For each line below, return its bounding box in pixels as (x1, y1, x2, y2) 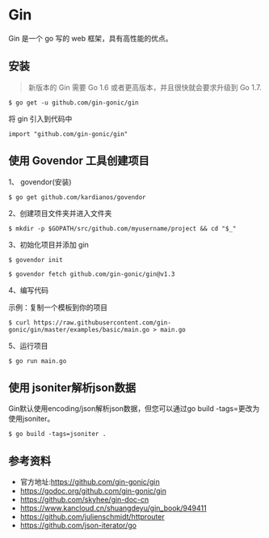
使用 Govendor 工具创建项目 (8, 154, 149, 167)
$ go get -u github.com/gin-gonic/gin (8, 99, 139, 107)
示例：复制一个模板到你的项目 (8, 302, 107, 312)
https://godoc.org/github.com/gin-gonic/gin (19, 486, 167, 496)
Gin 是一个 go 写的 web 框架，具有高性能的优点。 (8, 33, 173, 43)
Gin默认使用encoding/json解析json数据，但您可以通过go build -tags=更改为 (8, 404, 260, 413)
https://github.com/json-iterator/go (19, 520, 137, 531)
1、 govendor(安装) (8, 176, 72, 187)
